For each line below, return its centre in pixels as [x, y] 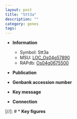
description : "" [22, 19]
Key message [27, 92]
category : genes [22, 24]
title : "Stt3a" [21, 14]
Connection [25, 102]
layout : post [19, 10]
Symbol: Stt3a [34, 52]
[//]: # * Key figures [25, 111]
